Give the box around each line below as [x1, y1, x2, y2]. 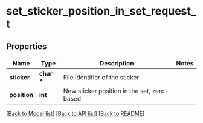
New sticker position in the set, [63, 87, 151, 95]
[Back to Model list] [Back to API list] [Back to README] [6, 110, 145, 117]
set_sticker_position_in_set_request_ [6, 4, 196, 18]
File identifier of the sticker [63, 73, 140, 81]
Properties [6, 41, 47, 52]
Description [99, 59, 134, 67]
